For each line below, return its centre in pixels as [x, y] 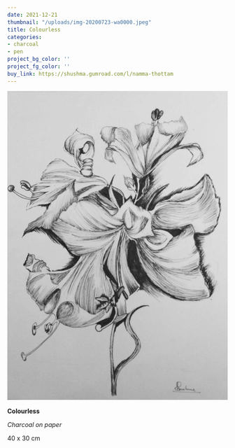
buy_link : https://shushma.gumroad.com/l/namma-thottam [90, 73]
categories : [24, 37]
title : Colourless [34, 29]
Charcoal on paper [35, 424]
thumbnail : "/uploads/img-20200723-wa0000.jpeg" [79, 22]
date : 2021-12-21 [33, 15]
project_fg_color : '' [39, 66]
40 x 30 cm [24, 438]
